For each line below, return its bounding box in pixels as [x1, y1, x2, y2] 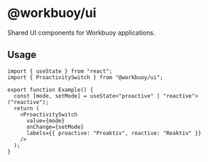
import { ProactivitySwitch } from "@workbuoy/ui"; [7, 74, 163, 81]
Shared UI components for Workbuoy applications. [7, 28, 155, 37]
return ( [13, 105, 40, 112]
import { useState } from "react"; [7, 67, 113, 75]
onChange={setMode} [26, 123, 84, 130]
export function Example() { [7, 86, 94, 93]
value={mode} [26, 117, 65, 125]
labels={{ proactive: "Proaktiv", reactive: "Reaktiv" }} [26, 129, 202, 137]
